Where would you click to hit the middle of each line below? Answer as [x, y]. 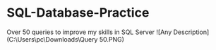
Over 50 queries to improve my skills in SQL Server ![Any [89, 32]
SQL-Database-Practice [78, 13]
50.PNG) [112, 39]
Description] [191, 32]
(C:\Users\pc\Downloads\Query [52, 39]
